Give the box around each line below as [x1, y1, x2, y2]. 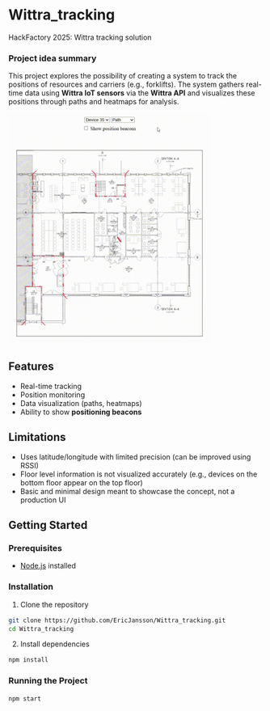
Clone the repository [19, 599, 89, 609]
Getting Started [8, 518, 88, 532]
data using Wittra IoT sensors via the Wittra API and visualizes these [24, 88, 255, 98]
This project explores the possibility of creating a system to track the [8, 71, 237, 81]
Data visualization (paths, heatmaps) [19, 398, 143, 408]
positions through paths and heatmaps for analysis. [8, 97, 179, 107]
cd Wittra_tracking [8, 624, 74, 633]
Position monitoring [19, 390, 86, 400]
